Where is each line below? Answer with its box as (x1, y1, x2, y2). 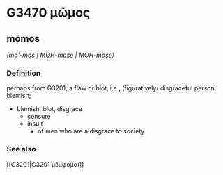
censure (26, 112, 51, 121)
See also (6, 144, 36, 154)
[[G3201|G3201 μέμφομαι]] (6, 160, 84, 168)
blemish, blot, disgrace (16, 105, 83, 113)
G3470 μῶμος (6, 5, 91, 21)
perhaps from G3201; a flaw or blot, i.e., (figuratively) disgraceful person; (6, 84, 217, 92)
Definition (6, 68, 41, 78)
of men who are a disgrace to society (37, 127, 145, 135)
